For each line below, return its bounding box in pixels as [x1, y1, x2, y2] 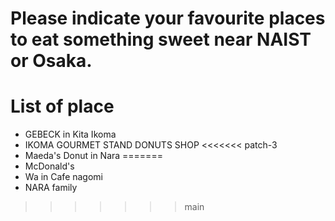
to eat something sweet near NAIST [10, 28, 312, 51]
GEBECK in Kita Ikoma [24, 128, 117, 141]
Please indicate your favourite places [10, 7, 326, 30]
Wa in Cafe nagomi [24, 171, 104, 183]
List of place [10, 95, 115, 118]
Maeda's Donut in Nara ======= [24, 150, 163, 162]
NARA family [24, 182, 78, 194]
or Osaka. [10, 50, 93, 72]
